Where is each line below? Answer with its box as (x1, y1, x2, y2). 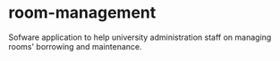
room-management (8, 3, 157, 23)
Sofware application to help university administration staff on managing (8, 32, 272, 42)
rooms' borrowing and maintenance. (8, 41, 142, 51)
